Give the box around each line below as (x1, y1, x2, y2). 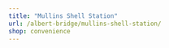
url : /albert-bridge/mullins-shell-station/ (8, 20, 162, 28)
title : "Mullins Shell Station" (8, 11, 118, 20)
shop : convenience (8, 27, 71, 35)
